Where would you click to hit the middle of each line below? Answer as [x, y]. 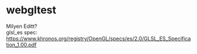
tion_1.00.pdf [21, 45]
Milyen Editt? [22, 26]
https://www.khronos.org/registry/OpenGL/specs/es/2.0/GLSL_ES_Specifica [98, 38]
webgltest [31, 10]
